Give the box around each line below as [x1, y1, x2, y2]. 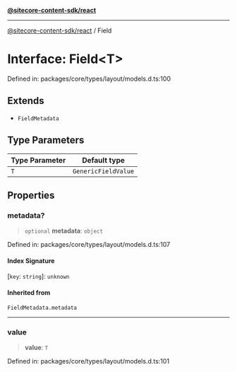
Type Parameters [7, 134, 85, 146]
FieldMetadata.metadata [7, 304, 78, 311]
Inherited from [7, 289, 51, 297]
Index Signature [7, 256, 55, 265]
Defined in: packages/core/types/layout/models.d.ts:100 [7, 74, 171, 83]
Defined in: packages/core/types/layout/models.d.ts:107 [7, 240, 171, 249]
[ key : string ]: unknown [7, 272, 70, 281]
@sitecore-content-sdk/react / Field [7, 26, 112, 35]
